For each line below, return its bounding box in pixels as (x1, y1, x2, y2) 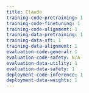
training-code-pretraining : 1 (6, 15, 84, 21)
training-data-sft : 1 (6, 37, 62, 43)
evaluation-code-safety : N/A (6, 54, 80, 61)
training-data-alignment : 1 (6, 43, 78, 50)
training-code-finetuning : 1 (6, 20, 80, 26)
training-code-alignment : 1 (6, 26, 78, 32)
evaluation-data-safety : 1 (6, 65, 75, 72)
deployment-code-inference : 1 (6, 72, 84, 78)
